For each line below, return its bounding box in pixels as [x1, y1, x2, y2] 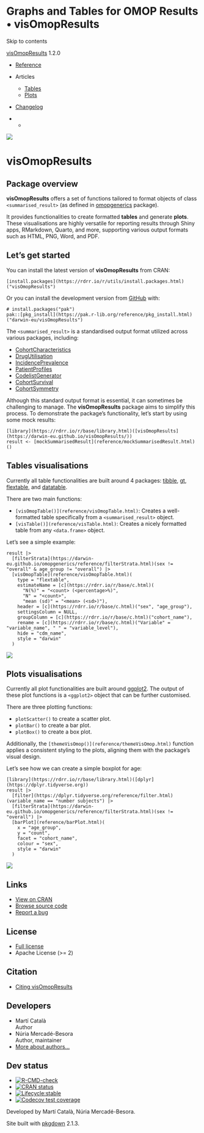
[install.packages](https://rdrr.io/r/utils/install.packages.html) [6, 278, 184, 285]
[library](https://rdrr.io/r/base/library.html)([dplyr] [6, 777, 155, 783]
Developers [6, 1000, 51, 1011]
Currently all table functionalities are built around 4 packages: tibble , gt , [6, 476, 187, 484]
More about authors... [15, 1043, 70, 1050]
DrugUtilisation [15, 352, 53, 360]
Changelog [15, 103, 43, 111]
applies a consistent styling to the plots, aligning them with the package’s [6, 746, 191, 754]
